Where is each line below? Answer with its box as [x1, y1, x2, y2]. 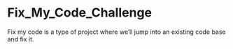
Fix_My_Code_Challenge [7, 5, 153, 21]
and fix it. [7, 35, 34, 43]
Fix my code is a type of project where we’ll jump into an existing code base [7, 28, 226, 36]
